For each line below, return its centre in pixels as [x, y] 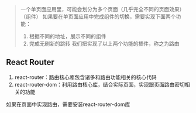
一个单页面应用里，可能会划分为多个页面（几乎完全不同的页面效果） [102, 9]
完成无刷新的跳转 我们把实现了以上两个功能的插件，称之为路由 [104, 44]
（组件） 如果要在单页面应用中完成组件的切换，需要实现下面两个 [98, 16]
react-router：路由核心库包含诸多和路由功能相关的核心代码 [85, 77]
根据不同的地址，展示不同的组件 [68, 36]
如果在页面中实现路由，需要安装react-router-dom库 [68, 104]
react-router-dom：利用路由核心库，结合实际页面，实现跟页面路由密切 [100, 84]
